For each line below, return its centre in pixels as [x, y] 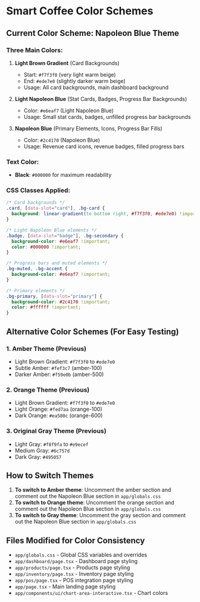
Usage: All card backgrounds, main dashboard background [96, 87]
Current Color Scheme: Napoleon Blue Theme [93, 33]
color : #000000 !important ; [46, 247]
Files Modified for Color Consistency [76, 540]
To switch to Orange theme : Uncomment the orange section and [94, 503]
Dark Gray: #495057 [38, 457]
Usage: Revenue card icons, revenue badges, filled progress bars [104, 146]
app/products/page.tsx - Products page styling [72, 568]
